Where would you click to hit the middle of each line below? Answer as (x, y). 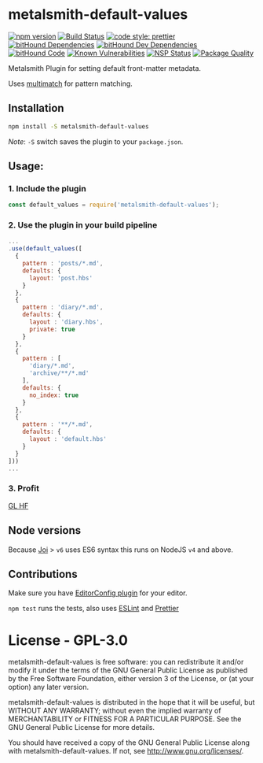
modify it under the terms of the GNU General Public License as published (128, 670)
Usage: (26, 167)
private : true (52, 329)
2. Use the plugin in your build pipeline (83, 225)
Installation (36, 108)
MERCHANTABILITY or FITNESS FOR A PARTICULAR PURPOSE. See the (125, 719)
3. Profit (24, 488)
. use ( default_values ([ (45, 249)
